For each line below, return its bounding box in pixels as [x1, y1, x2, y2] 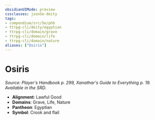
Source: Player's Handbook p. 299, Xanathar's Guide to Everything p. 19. [5, 80, 151, 85]
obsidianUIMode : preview [5, 7, 55, 12]
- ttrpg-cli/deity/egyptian [5, 25, 62, 30]
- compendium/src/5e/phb [5, 20, 55, 26]
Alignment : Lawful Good [12, 94, 62, 100]
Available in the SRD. [5, 85, 47, 91]
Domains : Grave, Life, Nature [12, 99, 71, 105]
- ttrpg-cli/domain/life [5, 34, 55, 39]
